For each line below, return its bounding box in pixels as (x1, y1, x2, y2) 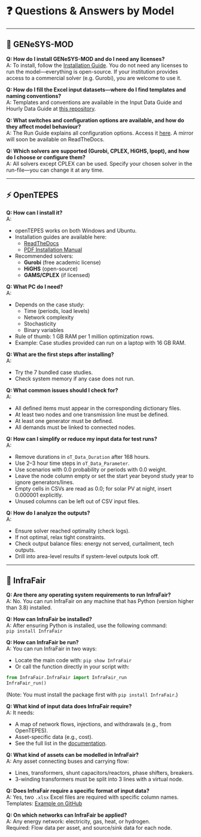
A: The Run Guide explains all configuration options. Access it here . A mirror (6, 129, 194, 136)
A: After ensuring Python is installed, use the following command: (6, 622, 167, 629)
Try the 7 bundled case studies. (14, 369, 93, 376)
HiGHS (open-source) (23, 265, 78, 272)
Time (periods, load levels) (23, 307, 90, 314)
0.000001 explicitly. (14, 491, 63, 498)
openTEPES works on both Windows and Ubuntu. (14, 227, 137, 234)
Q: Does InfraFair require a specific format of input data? (6, 787, 150, 795)
